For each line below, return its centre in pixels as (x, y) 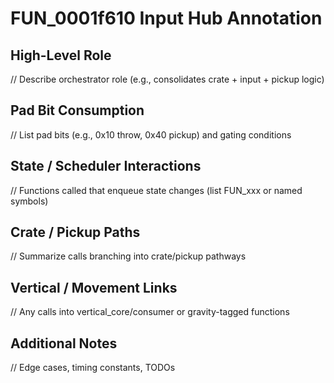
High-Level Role (61, 55)
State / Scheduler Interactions (106, 166)
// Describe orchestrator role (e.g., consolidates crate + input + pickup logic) (167, 79)
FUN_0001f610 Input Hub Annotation (166, 18)
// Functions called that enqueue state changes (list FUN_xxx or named (156, 190)
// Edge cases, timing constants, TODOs (93, 368)
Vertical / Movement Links (94, 287)
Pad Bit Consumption (77, 110)
